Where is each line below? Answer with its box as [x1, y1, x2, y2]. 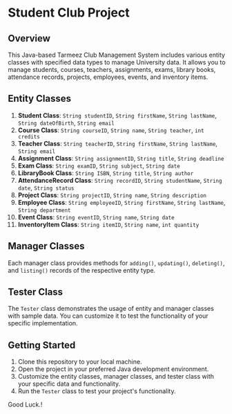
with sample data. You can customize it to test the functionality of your [8, 312, 209, 320]
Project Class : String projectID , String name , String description [17, 190, 206, 199]
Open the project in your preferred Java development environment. [17, 365, 209, 373]
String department [17, 206, 71, 214]
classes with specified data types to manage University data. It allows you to [8, 58, 226, 66]
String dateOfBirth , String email [17, 118, 115, 127]
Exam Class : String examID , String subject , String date [17, 161, 180, 170]
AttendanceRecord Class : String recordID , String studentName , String [17, 176, 222, 184]
